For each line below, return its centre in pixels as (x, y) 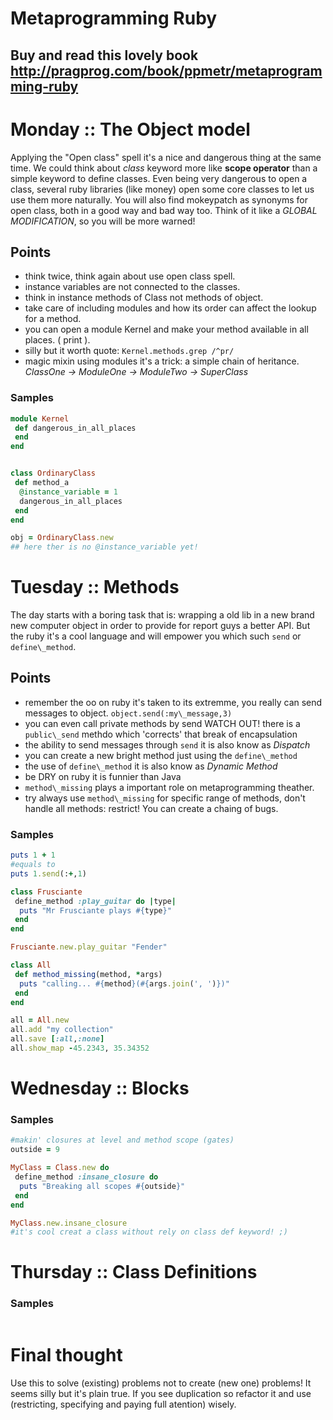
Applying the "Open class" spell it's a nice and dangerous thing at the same (166, 157)
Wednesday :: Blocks (100, 1088)
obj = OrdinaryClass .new (62, 538)
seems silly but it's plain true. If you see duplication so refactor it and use (161, 1393)
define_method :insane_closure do (86, 1177)
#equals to (33, 865)
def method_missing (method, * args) (88, 974)
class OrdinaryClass (53, 473)
